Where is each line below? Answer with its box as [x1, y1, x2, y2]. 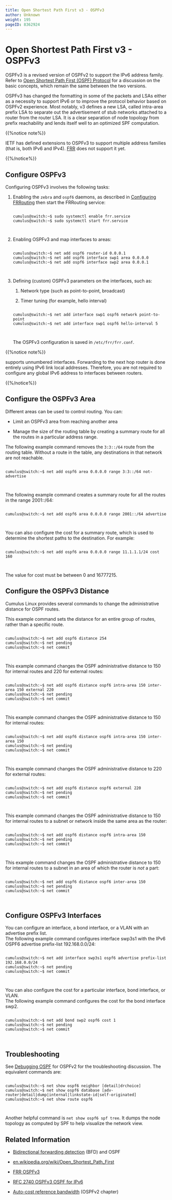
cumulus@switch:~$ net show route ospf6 [5, 1097, 93, 1102]
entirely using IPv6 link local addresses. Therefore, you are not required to [5, 364, 162, 371]
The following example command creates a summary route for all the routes [5, 491, 166, 497]
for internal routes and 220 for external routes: [5, 668, 104, 674]
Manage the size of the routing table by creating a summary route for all [12, 428, 165, 434]
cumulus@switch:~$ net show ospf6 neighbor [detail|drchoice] [5, 1083, 141, 1088]
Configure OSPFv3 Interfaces [5, 911, 102, 920]
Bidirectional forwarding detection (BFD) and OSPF [12, 1149, 121, 1155]
